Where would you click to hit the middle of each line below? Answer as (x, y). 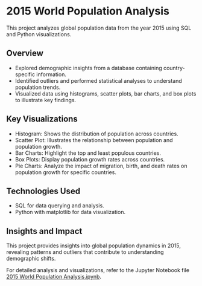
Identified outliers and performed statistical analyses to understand (98, 80)
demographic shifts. (31, 259)
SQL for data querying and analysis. (59, 206)
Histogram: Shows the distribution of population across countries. (97, 134)
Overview (25, 54)
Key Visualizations (42, 119)
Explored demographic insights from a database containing (88, 68)
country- (174, 68)
